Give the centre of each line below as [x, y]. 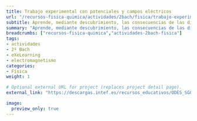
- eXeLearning [23, 55]
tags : [13, 39]
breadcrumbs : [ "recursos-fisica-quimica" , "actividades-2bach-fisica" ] [94, 33]
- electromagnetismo [31, 60]
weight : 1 [18, 77]
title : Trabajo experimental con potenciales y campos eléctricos [89, 11]
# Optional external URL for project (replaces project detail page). [94, 87]
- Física [17, 71]
